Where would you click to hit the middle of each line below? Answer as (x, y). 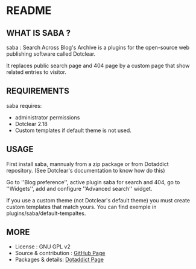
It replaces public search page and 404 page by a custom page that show (98, 65)
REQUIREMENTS (38, 91)
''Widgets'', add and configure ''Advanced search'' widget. (79, 188)
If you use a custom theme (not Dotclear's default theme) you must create (98, 200)
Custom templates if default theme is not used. (73, 130)
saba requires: (24, 105)
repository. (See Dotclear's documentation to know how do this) (86, 170)
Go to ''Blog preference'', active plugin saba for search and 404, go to (93, 182)
